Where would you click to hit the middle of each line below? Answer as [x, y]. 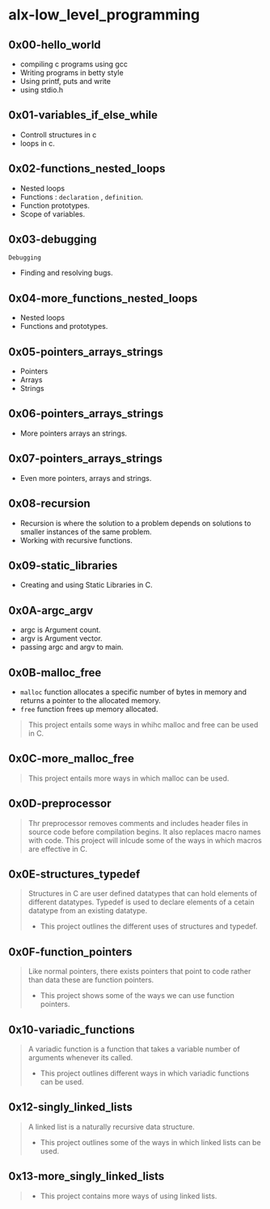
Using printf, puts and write [65, 81]
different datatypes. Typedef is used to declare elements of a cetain [141, 902]
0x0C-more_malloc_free [72, 758]
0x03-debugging [53, 240]
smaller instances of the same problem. [86, 532]
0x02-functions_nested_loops [87, 169]
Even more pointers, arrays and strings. [86, 478]
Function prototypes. [55, 205]
